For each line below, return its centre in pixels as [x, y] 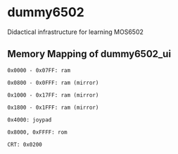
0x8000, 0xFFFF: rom [38, 132]
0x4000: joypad [30, 120]
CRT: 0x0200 [25, 144]
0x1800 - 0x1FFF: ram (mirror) [53, 107]
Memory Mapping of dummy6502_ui [89, 54]
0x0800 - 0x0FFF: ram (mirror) [53, 83]
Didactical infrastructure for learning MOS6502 [76, 32]
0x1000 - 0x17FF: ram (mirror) [53, 95]
